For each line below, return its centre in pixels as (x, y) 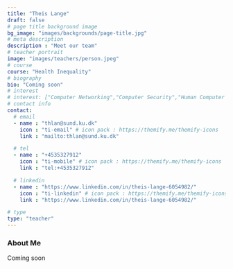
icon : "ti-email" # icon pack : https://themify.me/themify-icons (119, 130)
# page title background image (52, 26)
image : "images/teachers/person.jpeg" (63, 59)
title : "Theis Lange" (38, 14)
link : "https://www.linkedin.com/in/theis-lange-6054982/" (108, 200)
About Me (24, 243)
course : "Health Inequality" (49, 71)
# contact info (29, 104)
